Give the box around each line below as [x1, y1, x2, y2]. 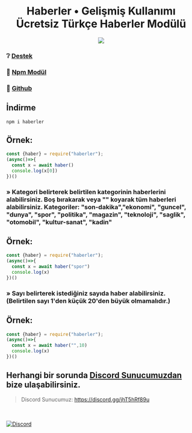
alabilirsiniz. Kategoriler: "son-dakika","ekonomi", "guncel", [6, 203, 187, 211]
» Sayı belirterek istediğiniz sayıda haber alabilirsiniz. [6, 289, 166, 297]
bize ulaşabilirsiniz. [6, 380, 81, 390]
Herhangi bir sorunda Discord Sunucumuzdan [6, 370, 182, 381]
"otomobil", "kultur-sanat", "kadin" [6, 218, 113, 226]
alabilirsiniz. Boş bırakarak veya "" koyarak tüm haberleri [6, 195, 176, 203]
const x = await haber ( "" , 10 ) [11, 343, 87, 349]
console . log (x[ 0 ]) [11, 168, 58, 174]
